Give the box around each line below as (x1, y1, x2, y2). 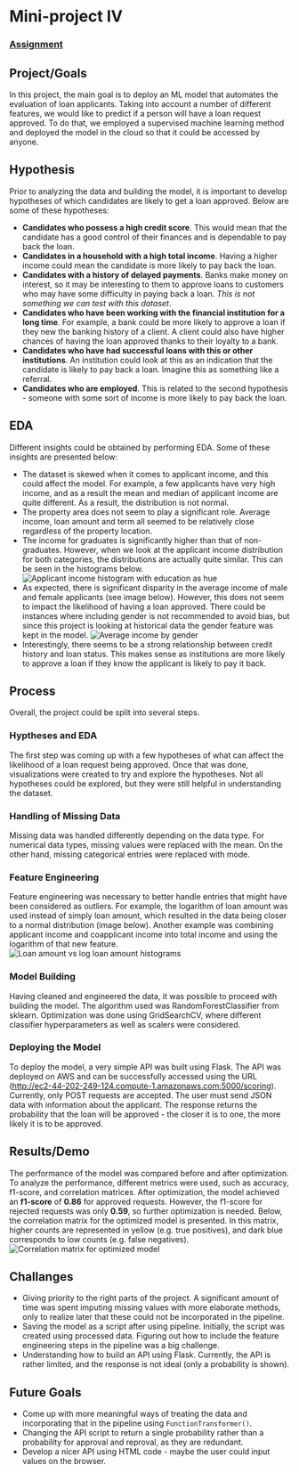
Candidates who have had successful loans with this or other (21, 345, 254, 355)
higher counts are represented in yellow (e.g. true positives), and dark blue (9, 1225, 283, 1235)
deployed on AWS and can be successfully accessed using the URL (9, 1070, 258, 1081)
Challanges (9, 1269, 74, 1284)
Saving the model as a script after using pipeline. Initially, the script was (21, 1321, 285, 1332)
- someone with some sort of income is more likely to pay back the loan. (21, 392, 287, 403)
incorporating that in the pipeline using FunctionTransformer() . (21, 1418, 253, 1428)
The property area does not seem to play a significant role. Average (21, 506, 271, 517)
